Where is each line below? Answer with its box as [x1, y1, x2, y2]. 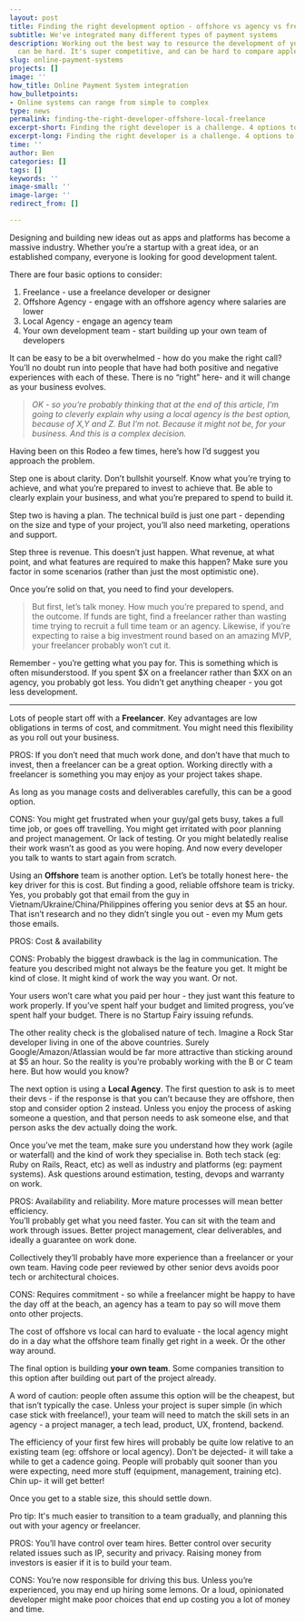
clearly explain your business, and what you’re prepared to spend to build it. [9, 492, 293, 503]
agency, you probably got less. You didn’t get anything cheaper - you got [9, 676, 283, 687]
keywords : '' [9, 174, 59, 183]
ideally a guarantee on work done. [9, 1234, 138, 1245]
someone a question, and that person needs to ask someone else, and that [9, 1112, 289, 1123]
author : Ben [9, 148, 54, 157]
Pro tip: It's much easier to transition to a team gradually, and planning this [9, 1510, 288, 1521]
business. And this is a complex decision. [31, 428, 187, 439]
